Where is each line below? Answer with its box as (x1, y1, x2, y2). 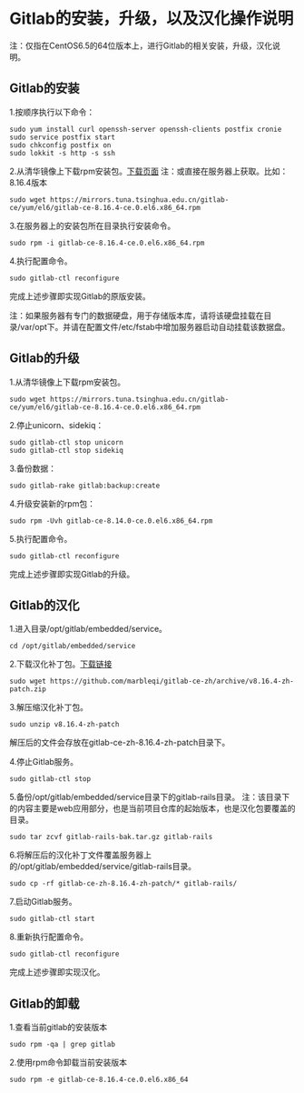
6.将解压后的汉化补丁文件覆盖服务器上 (9, 849, 152, 860)
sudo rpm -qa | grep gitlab (9, 1040, 116, 1049)
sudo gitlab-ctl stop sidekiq (9, 446, 124, 455)
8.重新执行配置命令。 (9, 931, 89, 942)
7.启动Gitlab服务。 (9, 897, 77, 907)
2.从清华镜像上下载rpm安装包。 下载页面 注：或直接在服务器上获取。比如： (9, 165, 289, 176)
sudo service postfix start (9, 133, 116, 142)
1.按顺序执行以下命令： (9, 106, 95, 117)
